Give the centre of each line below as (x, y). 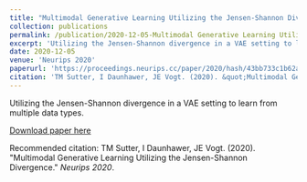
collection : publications (58, 26)
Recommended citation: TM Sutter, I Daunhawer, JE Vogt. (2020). (132, 147)
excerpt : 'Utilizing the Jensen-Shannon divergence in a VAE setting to (151, 43)
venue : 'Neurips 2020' (53, 60)
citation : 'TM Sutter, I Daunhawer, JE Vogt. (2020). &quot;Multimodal (148, 77)
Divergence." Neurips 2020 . (62, 167)
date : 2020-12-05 (42, 52)
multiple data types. (47, 112)
